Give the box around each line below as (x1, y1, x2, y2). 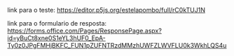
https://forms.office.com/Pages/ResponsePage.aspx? (7, 27, 163, 35)
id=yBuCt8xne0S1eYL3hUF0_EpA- (7, 34, 106, 42)
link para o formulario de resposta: (7, 19, 107, 27)
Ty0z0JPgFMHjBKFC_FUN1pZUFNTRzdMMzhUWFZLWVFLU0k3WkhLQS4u (7, 41, 227, 49)
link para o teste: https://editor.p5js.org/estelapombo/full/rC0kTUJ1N (7, 6, 205, 14)
